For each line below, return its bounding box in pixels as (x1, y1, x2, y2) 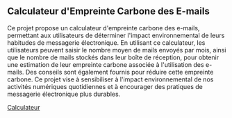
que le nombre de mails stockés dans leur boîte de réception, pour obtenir (7, 53, 219, 61)
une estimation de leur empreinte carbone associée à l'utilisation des (7, 60, 204, 68)
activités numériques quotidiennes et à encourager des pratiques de (7, 82, 203, 90)
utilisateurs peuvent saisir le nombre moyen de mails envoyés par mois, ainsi (7, 46, 226, 54)
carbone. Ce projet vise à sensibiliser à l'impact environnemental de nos (7, 75, 214, 83)
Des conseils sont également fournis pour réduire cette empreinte (25, 68, 214, 76)
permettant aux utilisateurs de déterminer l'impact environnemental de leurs (7, 31, 225, 39)
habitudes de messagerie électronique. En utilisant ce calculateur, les (7, 38, 206, 47)
